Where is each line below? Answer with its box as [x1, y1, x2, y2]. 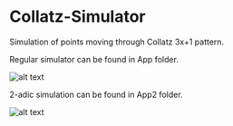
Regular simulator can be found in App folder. [9, 53, 180, 64]
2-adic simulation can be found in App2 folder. [9, 89, 183, 100]
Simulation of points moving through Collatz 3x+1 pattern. [9, 36, 225, 47]
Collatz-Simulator [9, 6, 147, 27]
